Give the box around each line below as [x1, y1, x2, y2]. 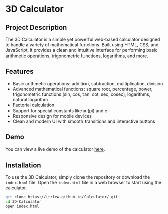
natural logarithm [12, 96, 48, 102]
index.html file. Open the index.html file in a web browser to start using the [5, 180, 162, 186]
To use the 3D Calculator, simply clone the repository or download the [5, 174, 150, 180]
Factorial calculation [12, 102, 54, 108]
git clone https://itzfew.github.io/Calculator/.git [5, 195, 118, 200]
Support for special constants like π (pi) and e [12, 107, 107, 114]
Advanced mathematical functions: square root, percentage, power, [12, 86, 153, 92]
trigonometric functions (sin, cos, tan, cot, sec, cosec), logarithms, [12, 91, 151, 97]
